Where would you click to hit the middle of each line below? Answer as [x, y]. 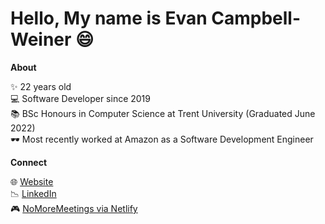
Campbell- [256, 18]
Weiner [41, 39]
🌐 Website [32, 181]
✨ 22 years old [41, 86]
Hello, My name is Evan [109, 18]
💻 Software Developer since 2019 [80, 98]
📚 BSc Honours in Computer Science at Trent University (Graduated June [163, 113]
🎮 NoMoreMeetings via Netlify [74, 208]
